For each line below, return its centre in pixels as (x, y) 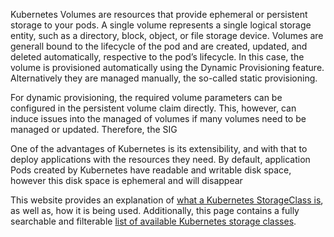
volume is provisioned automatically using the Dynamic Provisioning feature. (167, 67)
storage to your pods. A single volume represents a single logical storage (161, 25)
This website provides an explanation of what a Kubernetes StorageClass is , (167, 200)
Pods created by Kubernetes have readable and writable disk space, (151, 170)
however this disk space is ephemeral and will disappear (126, 180)
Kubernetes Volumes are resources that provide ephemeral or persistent (159, 14)
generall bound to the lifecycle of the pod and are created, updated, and (159, 46)
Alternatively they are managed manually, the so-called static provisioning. (164, 78)
